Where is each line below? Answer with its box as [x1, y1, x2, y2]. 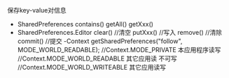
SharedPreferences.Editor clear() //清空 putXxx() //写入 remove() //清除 [17, 29, 223, 36]
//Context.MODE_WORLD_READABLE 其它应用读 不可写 [17, 54, 177, 63]
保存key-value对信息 [7, 6, 67, 14]
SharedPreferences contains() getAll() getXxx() [17, 20, 154, 28]
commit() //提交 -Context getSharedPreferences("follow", [17, 37, 183, 45]
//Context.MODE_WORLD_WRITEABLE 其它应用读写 [17, 63, 167, 71]
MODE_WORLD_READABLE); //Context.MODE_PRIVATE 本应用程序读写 [17, 46, 221, 54]
